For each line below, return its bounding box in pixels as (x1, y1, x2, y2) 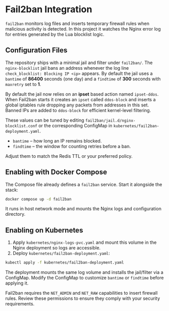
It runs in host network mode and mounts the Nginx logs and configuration (5, 206, 162, 212)
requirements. (5, 301, 35, 307)
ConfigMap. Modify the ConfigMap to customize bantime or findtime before (5, 275, 164, 281)
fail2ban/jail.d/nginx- (85, 118, 136, 123)
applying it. (5, 280, 29, 286)
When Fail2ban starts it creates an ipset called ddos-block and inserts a (5, 96, 156, 102)
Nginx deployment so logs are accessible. (12, 245, 101, 251)
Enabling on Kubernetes (5, 225, 83, 235)
